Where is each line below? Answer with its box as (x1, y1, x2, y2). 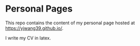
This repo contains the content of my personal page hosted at (5, 20, 135, 26)
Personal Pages (5, 3, 73, 15)
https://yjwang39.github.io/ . (5, 25, 64, 31)
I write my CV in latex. (5, 35, 51, 41)
